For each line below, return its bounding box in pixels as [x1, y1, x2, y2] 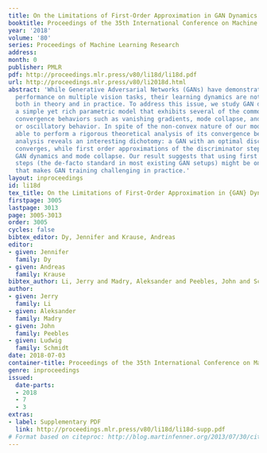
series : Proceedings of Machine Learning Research [8, 41, 180, 49]
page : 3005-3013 [8, 211, 62, 219]
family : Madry [15, 315, 62, 323]
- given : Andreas [8, 263, 66, 271]
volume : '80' [8, 33, 52, 42]
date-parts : [15, 381, 56, 389]
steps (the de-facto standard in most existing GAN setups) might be [15, 160, 250, 168]
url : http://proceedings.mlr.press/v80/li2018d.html [8, 78, 187, 86]
